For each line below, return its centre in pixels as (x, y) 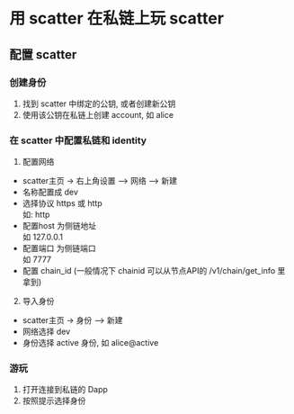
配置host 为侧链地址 (59, 226)
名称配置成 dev (50, 192)
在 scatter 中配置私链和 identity (78, 140)
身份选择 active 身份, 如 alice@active (90, 343)
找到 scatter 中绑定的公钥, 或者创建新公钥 (99, 103)
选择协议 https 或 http (62, 203)
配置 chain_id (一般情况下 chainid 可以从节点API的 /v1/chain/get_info (149, 271)
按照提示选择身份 (54, 400)
